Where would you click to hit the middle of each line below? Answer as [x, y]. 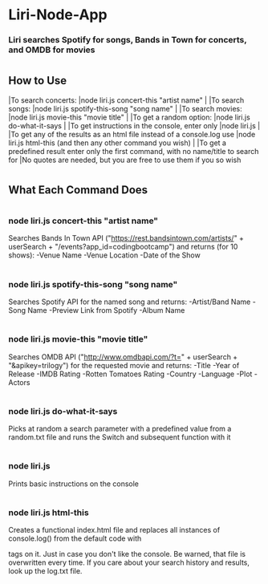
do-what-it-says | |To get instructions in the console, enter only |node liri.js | [134, 125]
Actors [19, 382]
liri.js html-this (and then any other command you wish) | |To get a [118, 143]
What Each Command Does [78, 190]
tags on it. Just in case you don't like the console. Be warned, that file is [127, 554]
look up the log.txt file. [45, 571]
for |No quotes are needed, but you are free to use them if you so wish [125, 160]
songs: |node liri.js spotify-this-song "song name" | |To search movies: [125, 108]
